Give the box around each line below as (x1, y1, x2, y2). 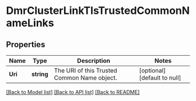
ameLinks (6, 16, 54, 30)
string (31, 70, 48, 78)
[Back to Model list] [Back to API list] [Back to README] (6, 89, 140, 95)
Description (76, 57, 111, 64)
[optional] (139, 67, 166, 74)
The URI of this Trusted (54, 67, 118, 74)
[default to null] (139, 74, 181, 82)
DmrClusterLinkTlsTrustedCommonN (6, 4, 190, 17)
